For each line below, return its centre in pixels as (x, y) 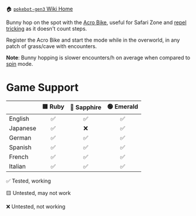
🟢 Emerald (122, 106)
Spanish (20, 147)
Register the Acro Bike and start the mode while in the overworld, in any (93, 40)
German (20, 137)
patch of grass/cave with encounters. (52, 46)
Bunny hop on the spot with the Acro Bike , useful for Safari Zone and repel (96, 22)
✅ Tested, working (29, 181)
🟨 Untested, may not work (39, 193)
